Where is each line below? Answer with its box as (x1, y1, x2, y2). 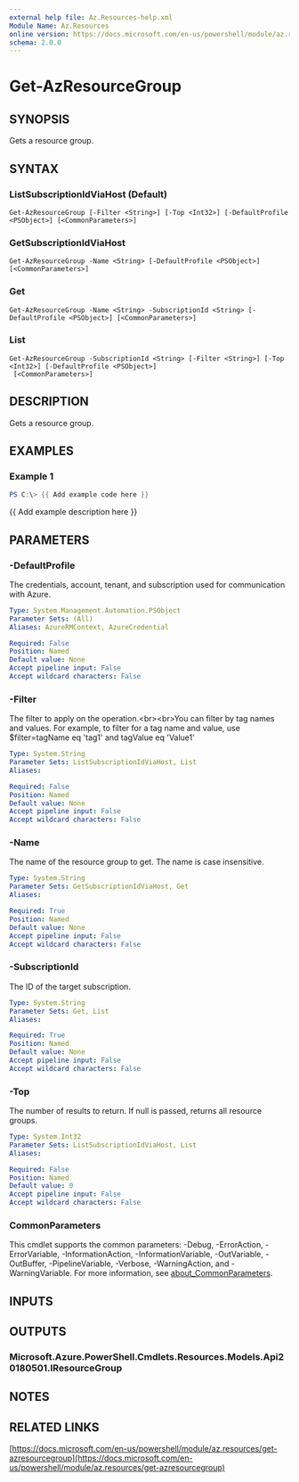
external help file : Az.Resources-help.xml (9, 12, 174, 22)
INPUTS (9, 1294, 53, 1309)
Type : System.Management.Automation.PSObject (9, 605, 181, 615)
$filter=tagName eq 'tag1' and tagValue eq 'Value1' (9, 732, 196, 743)
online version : (9, 29, 69, 38)
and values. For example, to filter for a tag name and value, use (9, 723, 240, 734)
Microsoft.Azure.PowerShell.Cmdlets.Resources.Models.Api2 (9, 1351, 285, 1363)
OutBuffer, (9, 1258, 47, 1269)
